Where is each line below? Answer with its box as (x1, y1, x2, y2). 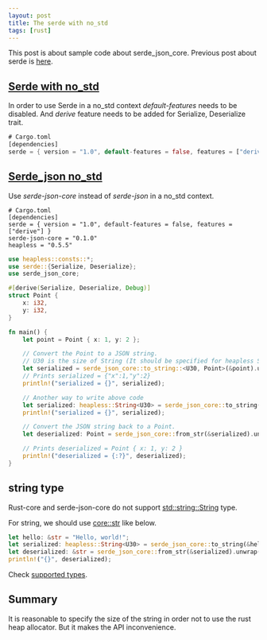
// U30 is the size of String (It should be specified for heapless (22, 357, 254, 366)
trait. (8, 118, 24, 127)
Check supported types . (8, 570, 88, 580)
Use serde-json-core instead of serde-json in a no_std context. (8, 191, 215, 200)
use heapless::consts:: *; (8, 255, 94, 263)
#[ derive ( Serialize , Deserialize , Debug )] (8, 284, 151, 293)
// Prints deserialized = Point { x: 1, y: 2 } (22, 444, 183, 453)
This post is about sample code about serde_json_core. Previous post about (8, 48, 257, 58)
